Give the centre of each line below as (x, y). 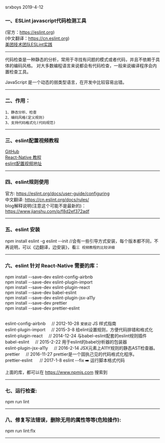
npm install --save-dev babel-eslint (41, 292)
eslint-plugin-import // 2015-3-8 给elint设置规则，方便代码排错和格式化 (79, 329)
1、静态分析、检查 (21, 112)
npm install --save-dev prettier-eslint (42, 308)
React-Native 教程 (23, 157)
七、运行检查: (21, 391)
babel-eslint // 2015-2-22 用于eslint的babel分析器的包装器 (66, 342)
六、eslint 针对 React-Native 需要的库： (52, 266)
